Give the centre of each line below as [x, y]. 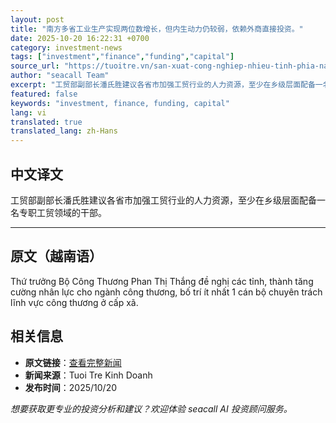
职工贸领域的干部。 [67, 212]
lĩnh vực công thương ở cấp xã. [74, 302]
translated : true [46, 122]
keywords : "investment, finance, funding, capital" [120, 103]
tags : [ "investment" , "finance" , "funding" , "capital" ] [122, 57]
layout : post [37, 19]
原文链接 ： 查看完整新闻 [73, 362]
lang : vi [28, 112]
